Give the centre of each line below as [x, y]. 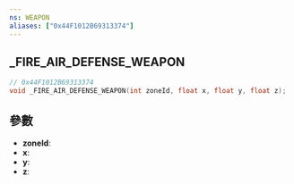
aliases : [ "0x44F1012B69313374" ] [72, 26]
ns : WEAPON [30, 17]
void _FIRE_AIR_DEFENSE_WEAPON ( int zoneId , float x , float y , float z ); [148, 91]
